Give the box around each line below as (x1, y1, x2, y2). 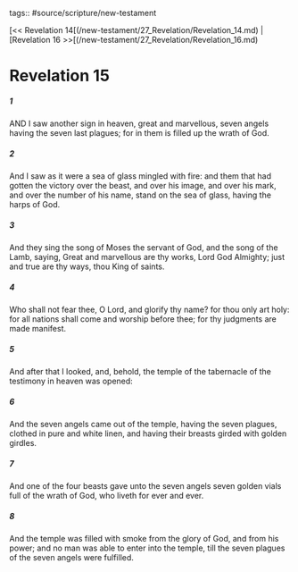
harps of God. (9, 199, 61, 210)
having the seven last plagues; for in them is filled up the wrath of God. (9, 128, 269, 139)
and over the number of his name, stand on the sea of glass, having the (9, 189, 272, 200)
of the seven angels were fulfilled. (9, 551, 134, 562)
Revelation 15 (9, 66, 110, 86)
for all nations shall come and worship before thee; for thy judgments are (9, 314, 277, 324)
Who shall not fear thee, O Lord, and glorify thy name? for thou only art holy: (9, 304, 290, 315)
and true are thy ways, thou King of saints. (9, 261, 165, 272)
